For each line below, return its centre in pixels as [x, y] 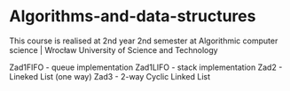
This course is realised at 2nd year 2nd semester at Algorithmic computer [144, 41]
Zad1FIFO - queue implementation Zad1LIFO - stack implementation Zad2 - [146, 67]
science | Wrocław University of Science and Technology [114, 49]
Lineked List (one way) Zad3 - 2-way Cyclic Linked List [110, 76]
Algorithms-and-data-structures [133, 16]
